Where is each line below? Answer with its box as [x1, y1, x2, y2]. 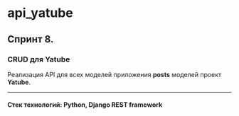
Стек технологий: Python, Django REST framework [7, 100, 163, 109]
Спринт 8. [7, 33, 54, 45]
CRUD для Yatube [7, 54, 70, 64]
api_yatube [7, 5, 73, 21]
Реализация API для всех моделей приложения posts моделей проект [7, 70, 222, 79]
